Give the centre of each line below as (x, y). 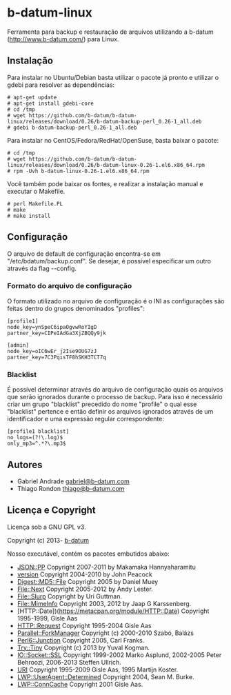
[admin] (18, 345)
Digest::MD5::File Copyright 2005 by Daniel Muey (88, 581)
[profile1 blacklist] (38, 432)
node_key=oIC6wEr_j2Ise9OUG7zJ (52, 351)
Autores (25, 464)
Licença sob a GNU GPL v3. (47, 527)
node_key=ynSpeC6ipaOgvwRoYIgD (52, 327)
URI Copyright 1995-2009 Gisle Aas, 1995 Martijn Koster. (98, 669)
